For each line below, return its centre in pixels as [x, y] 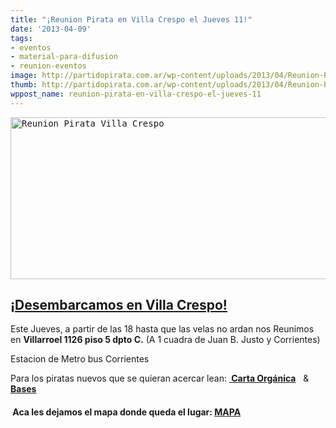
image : [24, 76]
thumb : [24, 85]
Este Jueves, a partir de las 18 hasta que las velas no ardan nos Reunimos [162, 329]
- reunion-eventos [48, 66]
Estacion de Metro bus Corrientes [80, 359]
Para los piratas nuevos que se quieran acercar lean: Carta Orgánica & [160, 378]
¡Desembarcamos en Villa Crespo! [119, 305]
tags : [21, 38]
